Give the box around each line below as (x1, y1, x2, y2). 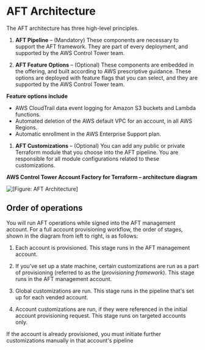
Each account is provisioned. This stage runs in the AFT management (15, 244, 190, 251)
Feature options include (6, 92, 68, 100)
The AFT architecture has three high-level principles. (6, 24, 139, 32)
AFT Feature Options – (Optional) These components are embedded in (15, 61, 194, 68)
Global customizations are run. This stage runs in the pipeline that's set (15, 287, 194, 294)
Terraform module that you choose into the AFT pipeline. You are (15, 148, 179, 156)
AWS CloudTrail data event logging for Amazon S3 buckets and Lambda (15, 104, 196, 111)
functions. (15, 111, 41, 118)
